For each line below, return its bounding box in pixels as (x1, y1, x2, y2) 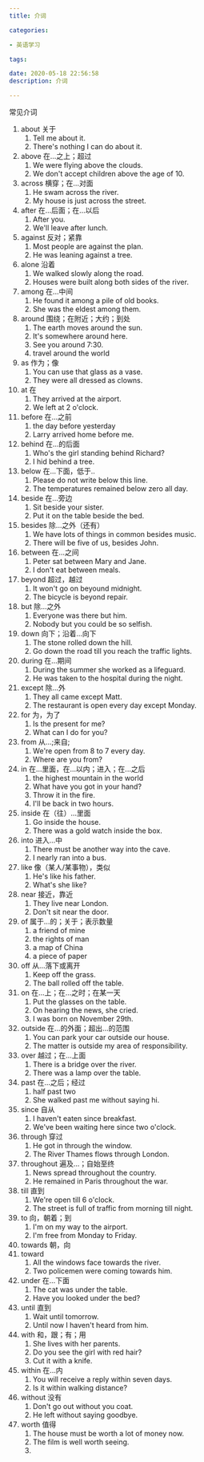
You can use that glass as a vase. (32, 367, 143, 376)
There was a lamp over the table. (32, 1068, 142, 1078)
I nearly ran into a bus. (32, 853, 107, 863)
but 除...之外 (20, 602, 62, 611)
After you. (32, 214, 66, 224)
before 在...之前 (20, 412, 72, 421)
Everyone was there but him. (32, 611, 127, 620)
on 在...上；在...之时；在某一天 (20, 988, 121, 997)
